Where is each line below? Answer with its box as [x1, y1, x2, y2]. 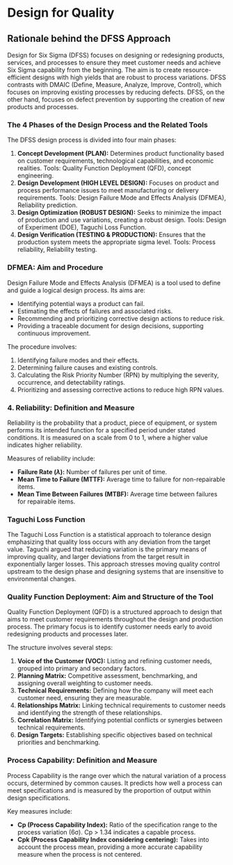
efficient [7, 73, 31, 81]
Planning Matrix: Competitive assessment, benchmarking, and [17, 672, 198, 680]
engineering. [17, 172, 54, 180]
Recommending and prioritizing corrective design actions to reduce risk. [17, 314, 225, 323]
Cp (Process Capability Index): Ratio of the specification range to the [17, 820, 218, 829]
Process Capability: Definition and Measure [7, 756, 158, 766]
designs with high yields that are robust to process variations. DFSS [32, 73, 226, 81]
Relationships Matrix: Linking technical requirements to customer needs [17, 701, 226, 710]
